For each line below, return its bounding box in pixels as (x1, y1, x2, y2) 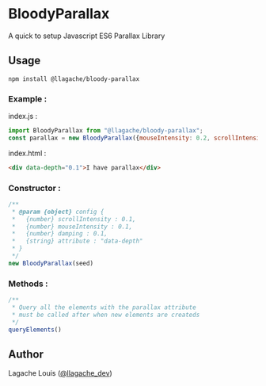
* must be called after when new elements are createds (11, 311, 200, 319)
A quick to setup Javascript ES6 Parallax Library (8, 31, 165, 40)
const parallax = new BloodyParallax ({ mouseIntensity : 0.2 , (8, 134, 211, 142)
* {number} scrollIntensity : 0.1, (11, 215, 136, 223)
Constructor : (8, 182, 61, 193)
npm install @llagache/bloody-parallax (8, 75, 140, 83)
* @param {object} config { (11, 208, 104, 216)
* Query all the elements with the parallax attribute (11, 304, 196, 311)
